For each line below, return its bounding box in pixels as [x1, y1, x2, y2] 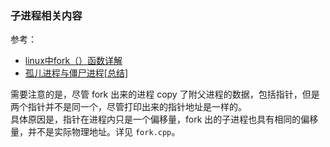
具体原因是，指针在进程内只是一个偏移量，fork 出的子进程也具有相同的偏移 [10, 113, 319, 126]
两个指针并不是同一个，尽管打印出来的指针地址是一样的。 [10, 101, 247, 113]
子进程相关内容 [10, 8, 83, 22]
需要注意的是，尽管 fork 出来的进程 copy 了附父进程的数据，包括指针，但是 [10, 88, 320, 101]
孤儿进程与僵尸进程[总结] [24, 67, 129, 79]
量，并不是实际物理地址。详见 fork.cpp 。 [10, 126, 181, 138]
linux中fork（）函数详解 [24, 55, 123, 67]
